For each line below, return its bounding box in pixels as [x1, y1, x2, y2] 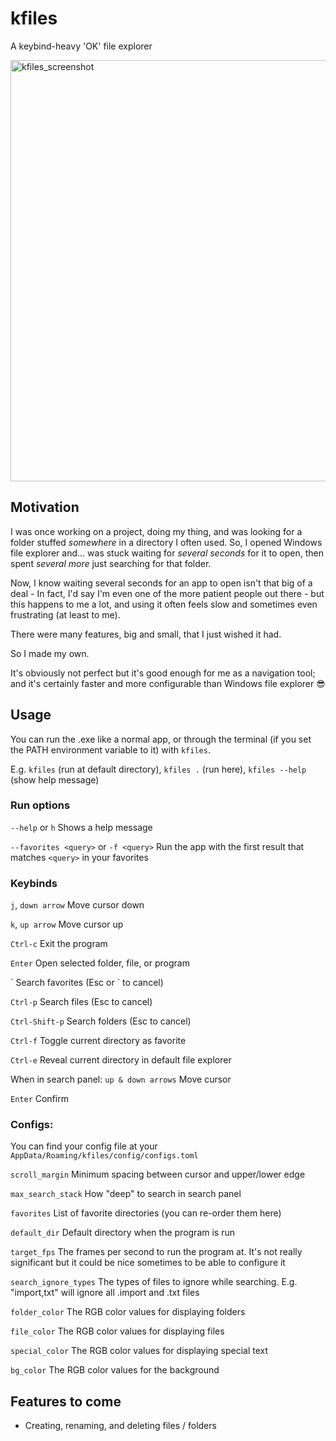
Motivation [10, 499, 80, 516]
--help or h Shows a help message [10, 821, 153, 833]
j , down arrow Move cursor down [10, 899, 145, 911]
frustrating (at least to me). [10, 608, 121, 621]
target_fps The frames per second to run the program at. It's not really [10, 1246, 303, 1258]
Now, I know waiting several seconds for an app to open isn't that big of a [10, 577, 313, 589]
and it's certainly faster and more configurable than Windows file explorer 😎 [10, 677, 326, 689]
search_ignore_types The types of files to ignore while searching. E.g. [10, 1276, 298, 1288]
